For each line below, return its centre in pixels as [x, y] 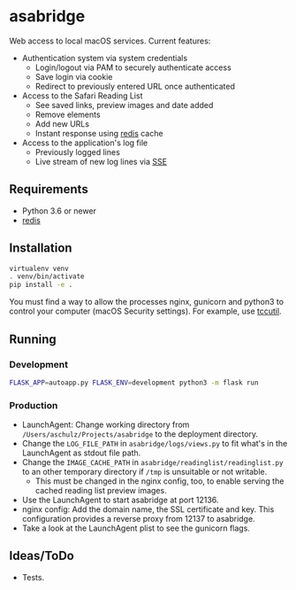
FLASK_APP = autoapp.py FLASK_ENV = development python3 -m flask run [134, 383]
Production [34, 405]
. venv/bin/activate [47, 276]
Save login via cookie [74, 76]
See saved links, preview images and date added [124, 105]
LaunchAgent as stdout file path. [81, 453]
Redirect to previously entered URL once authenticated [135, 86]
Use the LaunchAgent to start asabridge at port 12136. [120, 500]
